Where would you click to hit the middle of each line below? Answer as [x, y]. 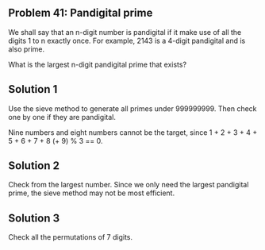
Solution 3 [34, 218]
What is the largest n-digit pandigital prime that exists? [98, 64]
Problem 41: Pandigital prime [81, 13]
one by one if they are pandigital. [62, 117]
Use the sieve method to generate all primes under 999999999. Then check [132, 108]
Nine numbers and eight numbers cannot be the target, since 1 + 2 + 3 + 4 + [133, 132]
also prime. [27, 49]
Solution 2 [34, 166]
